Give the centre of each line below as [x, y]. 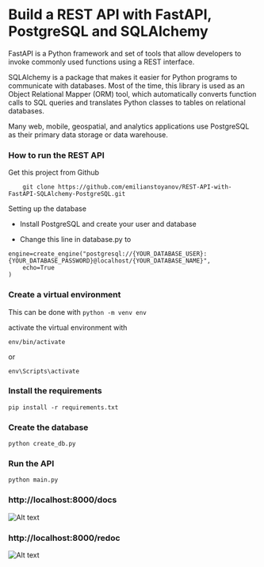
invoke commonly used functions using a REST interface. [101, 62]
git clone [39, 187]
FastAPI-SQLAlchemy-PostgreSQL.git [67, 194]
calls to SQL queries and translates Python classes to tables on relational [127, 102]
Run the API [31, 464]
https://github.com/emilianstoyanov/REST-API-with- [145, 187]
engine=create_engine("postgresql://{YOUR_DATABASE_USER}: [108, 254]
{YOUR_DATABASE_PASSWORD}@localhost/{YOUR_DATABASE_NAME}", [110, 261]
